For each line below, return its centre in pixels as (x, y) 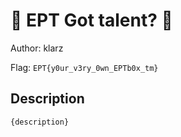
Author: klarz (37, 48)
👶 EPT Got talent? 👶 (91, 20)
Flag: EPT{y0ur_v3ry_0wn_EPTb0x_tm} (84, 67)
